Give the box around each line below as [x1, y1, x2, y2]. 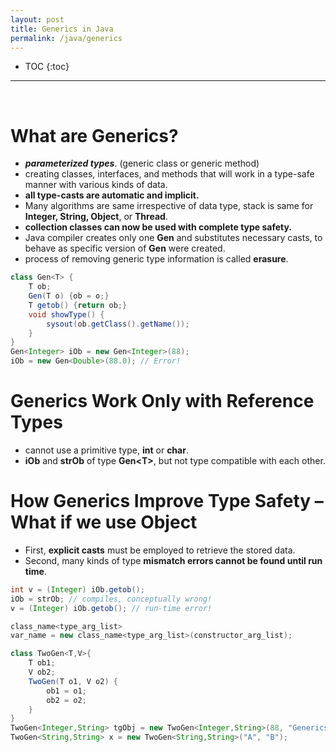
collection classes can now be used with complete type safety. [24, 221, 293, 233]
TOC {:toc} [24, 61, 70, 73]
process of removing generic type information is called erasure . [24, 253, 289, 265]
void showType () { [28, 309, 105, 320]
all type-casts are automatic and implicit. [24, 189, 200, 201]
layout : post [10, 14, 65, 25]
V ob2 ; [28, 667, 56, 678]
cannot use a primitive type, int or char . [24, 444, 189, 456]
